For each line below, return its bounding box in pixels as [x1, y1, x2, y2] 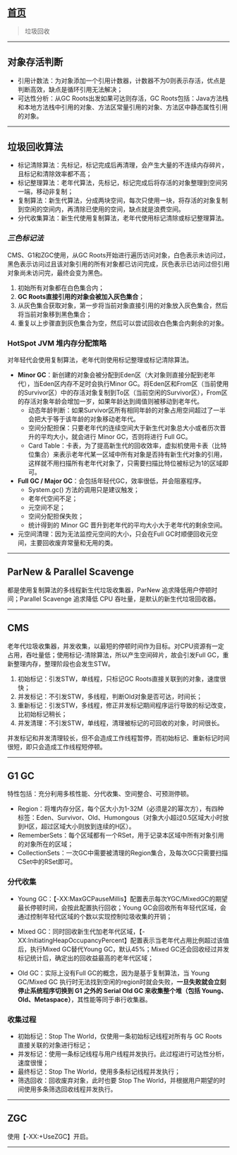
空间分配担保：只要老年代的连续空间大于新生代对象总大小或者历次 [28, 423, 220, 433]
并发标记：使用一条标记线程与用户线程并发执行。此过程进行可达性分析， [17, 1050, 228, 1058]
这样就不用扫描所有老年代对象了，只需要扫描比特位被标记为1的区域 [28, 459, 223, 468]
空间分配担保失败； [28, 512, 85, 521]
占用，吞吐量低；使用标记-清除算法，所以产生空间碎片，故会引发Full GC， [7, 650, 223, 659]
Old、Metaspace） [17, 995, 72, 1004]
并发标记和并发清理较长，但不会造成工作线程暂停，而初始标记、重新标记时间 [7, 734, 230, 742]
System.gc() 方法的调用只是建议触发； [28, 486, 140, 494]
